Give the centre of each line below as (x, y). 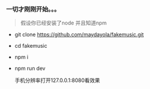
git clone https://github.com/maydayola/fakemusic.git (79, 35)
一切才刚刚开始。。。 (33, 9)
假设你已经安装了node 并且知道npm (64, 23)
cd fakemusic (31, 46)
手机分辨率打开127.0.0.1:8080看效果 (57, 80)
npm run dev (30, 69)
